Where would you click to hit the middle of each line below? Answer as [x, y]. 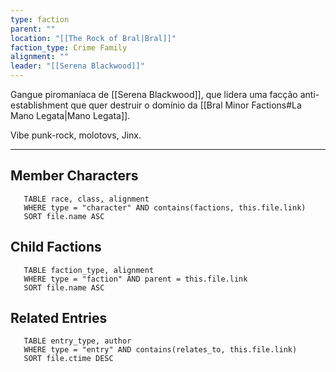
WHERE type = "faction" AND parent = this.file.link [135, 279]
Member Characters [74, 176]
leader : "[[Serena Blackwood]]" [77, 66]
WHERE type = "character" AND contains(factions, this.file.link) [165, 207]
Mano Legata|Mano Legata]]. [70, 115]
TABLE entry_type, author [77, 341]
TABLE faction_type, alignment [89, 270]
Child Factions [56, 247]
